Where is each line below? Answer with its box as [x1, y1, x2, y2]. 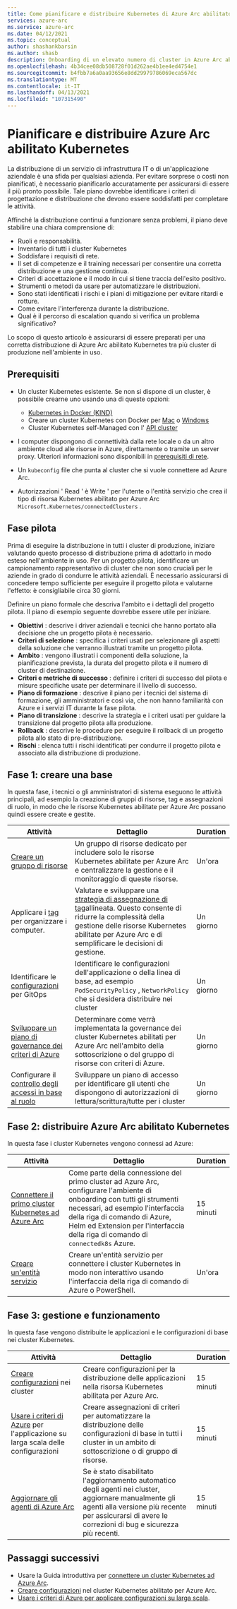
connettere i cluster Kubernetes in [68, 1259, 181, 1269]
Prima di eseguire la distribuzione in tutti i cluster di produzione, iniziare [7, 541, 215, 549]
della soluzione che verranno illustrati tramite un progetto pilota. [17, 643, 204, 652]
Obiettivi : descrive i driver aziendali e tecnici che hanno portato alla [17, 621, 217, 629]
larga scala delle [11, 1437, 65, 1447]
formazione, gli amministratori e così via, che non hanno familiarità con [17, 696, 224, 705]
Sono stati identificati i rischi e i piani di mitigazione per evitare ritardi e [17, 289, 224, 297]
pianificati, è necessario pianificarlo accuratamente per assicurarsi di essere [7, 179, 229, 188]
